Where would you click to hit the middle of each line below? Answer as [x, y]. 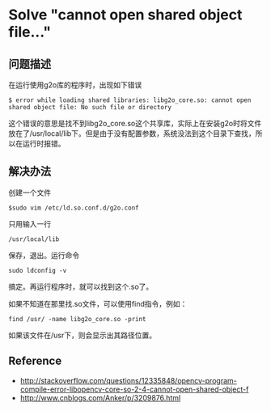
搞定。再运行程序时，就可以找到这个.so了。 [81, 286]
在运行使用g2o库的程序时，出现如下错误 [75, 85]
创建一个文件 [30, 193]
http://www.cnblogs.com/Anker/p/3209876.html [100, 397]
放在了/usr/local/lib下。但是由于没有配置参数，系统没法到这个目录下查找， [132, 133]
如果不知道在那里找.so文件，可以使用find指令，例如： [98, 303]
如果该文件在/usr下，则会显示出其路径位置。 [82, 335]
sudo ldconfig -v [38, 270]
